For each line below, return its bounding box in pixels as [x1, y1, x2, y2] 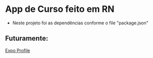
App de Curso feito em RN [5, 3, 115, 15]
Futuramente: [5, 34, 48, 43]
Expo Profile [5, 47, 30, 53]
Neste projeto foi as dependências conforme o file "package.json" [12, 20, 149, 26]
